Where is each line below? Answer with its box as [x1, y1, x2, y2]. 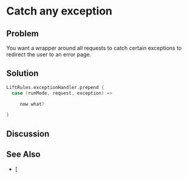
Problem [6, 28, 39, 39]
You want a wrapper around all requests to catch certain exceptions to [6, 44, 182, 51]
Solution [6, 68, 39, 79]
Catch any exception [6, 4, 113, 18]
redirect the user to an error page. [6, 51, 92, 58]
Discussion [6, 128, 50, 139]
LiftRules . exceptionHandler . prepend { [6, 84, 104, 90]
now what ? [19, 101, 45, 107]
